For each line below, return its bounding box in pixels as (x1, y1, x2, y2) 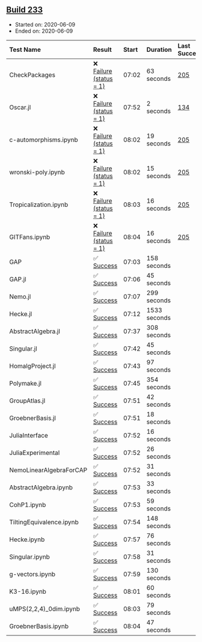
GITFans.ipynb (9, 232, 50, 241)
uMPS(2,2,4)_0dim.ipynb (9, 605, 80, 613)
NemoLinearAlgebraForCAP (9, 466, 88, 474)
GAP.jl (9, 275, 26, 283)
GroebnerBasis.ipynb (9, 621, 69, 630)
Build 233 (6, 5, 43, 15)
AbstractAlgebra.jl (9, 327, 60, 335)
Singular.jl (9, 344, 37, 352)
